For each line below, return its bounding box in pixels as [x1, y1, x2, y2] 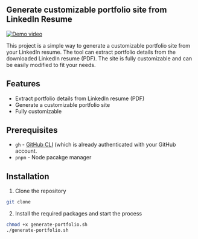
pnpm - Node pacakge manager [14, 154, 92, 161]
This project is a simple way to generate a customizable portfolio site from [6, 42, 191, 49]
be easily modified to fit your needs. [6, 61, 96, 68]
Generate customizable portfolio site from [6, 5, 167, 15]
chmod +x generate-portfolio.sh [6, 221, 88, 228]
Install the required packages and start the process [14, 210, 142, 217]
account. [14, 147, 37, 155]
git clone [6, 199, 31, 205]
